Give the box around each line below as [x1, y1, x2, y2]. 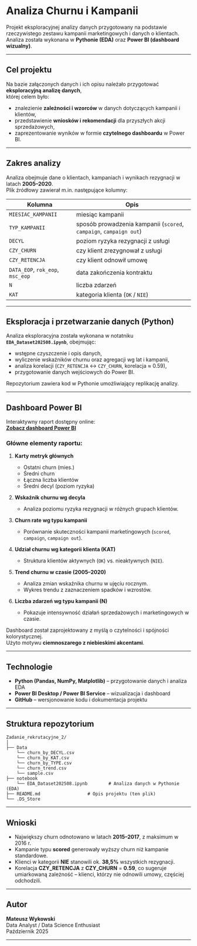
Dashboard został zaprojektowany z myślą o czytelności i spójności [6, 627, 169, 634]
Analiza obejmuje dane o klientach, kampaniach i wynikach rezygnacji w [6, 174, 181, 181]
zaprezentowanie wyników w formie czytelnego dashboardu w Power [14, 129, 185, 136]
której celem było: [6, 93, 50, 100]
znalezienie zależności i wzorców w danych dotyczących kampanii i [14, 104, 181, 111]
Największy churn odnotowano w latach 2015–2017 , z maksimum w [14, 833, 179, 840]
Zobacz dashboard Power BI [6, 425, 76, 432]
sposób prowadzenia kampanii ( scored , [76, 219, 184, 228]
